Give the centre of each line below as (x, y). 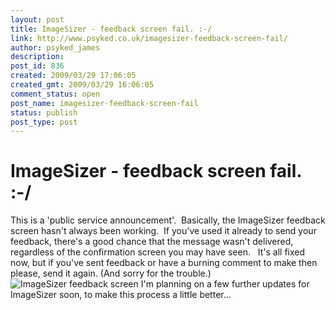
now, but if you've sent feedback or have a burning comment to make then (164, 263)
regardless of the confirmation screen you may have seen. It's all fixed (158, 252)
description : (37, 57)
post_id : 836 (37, 66)
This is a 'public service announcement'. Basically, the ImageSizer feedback (168, 220)
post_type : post (44, 122)
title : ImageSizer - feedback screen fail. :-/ (111, 29)
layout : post (37, 19)
